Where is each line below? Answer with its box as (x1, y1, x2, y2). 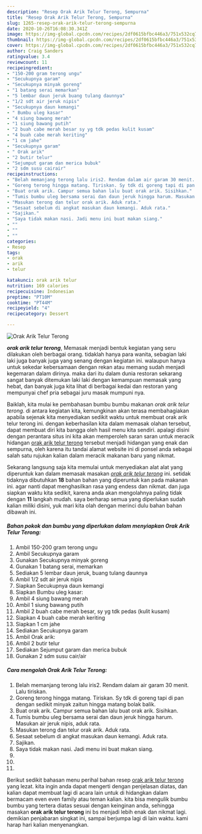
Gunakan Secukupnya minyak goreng (15, 556, 108, 564)
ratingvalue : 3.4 (7, 54, 50, 60)
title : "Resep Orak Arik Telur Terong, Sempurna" (7, 14, 134, 20)
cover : (7, 43, 23, 49)
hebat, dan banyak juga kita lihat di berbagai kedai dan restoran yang (7, 383, 177, 390)
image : (7, 31, 23, 37)
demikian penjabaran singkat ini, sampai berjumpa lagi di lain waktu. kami (7, 814, 188, 822)
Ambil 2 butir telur (15, 640, 61, 647)
